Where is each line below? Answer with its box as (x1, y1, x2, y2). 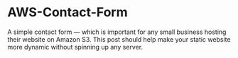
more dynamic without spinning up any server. (7, 42, 144, 51)
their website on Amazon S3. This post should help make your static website (7, 35, 231, 43)
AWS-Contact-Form (7, 4, 128, 21)
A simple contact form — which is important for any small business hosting (7, 28, 227, 36)
